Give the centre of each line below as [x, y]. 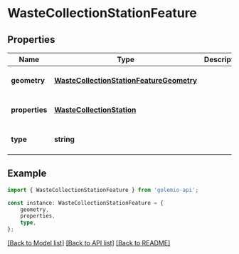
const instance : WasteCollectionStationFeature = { [85, 203]
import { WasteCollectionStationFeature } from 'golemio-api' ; [103, 190]
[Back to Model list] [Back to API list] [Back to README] [89, 243]
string [64, 139]
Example [27, 174]
